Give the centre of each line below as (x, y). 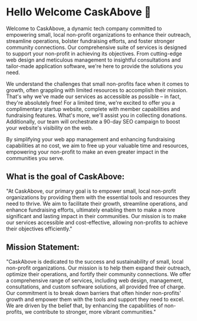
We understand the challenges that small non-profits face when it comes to (98, 84)
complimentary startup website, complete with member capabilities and (93, 109)
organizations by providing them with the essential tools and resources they (98, 197)
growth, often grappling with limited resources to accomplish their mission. (97, 90)
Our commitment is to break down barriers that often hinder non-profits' (94, 293)
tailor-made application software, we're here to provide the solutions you (94, 66)
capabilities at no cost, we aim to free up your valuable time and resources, (97, 145)
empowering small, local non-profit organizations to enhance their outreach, (99, 34)
